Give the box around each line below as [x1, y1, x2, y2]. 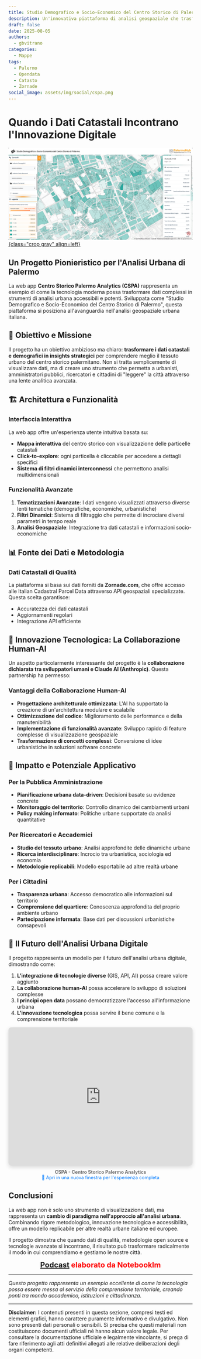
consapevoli [16, 921, 46, 928]
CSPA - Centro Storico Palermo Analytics [54, 1169, 147, 1175]
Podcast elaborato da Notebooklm [40, 1260, 161, 1269]
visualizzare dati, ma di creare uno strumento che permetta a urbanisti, [8, 364, 179, 371]
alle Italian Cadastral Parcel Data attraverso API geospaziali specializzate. [8, 588, 185, 595]
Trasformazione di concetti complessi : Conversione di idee [16, 737, 162, 744]
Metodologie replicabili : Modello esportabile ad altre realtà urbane [16, 863, 179, 870]
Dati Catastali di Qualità [8, 568, 77, 576]
